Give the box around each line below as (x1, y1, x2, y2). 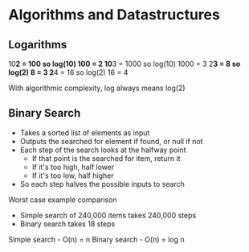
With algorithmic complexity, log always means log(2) (8, 83, 186, 93)
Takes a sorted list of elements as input (19, 127, 150, 138)
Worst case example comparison (8, 195, 117, 204)
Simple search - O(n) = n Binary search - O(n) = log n (8, 234, 185, 244)
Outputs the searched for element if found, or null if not (19, 136, 203, 146)
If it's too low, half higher (31, 171, 114, 180)
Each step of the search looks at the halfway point (19, 145, 186, 155)
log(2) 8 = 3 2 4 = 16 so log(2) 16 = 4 (8, 68, 129, 77)
